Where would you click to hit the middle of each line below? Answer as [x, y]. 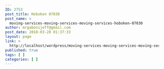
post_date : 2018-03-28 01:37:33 [38, 32]
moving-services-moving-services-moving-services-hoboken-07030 [76, 23]
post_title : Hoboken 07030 [32, 14]
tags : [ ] [15, 55]
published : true [21, 50]
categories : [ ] [21, 59]
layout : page [18, 37]
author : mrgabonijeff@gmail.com [38, 28]
